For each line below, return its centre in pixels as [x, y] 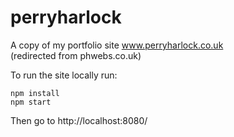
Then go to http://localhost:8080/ [79, 120]
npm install [35, 93]
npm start [31, 102]
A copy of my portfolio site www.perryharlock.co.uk [117, 45]
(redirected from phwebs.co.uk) [76, 55]
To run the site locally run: [64, 75]
